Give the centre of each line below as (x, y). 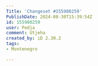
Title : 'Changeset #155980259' (44, 11)
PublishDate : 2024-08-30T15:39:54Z (49, 17)
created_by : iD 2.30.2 (34, 38)
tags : (13, 44)
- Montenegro (22, 49)
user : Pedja (20, 27)
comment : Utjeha (26, 33)
